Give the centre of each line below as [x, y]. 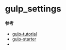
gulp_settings [33, 9]
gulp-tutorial [25, 34]
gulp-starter [24, 39]
